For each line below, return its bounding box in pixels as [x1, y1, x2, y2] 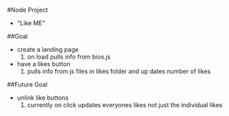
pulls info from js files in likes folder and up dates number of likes [27, 68, 211, 75]
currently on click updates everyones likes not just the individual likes [27, 101, 223, 108]
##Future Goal [7, 81, 48, 88]
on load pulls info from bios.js [27, 53, 111, 61]
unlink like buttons [16, 93, 69, 102]
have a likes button [16, 60, 70, 68]
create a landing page [16, 46, 79, 53]
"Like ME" [16, 19, 46, 27]
